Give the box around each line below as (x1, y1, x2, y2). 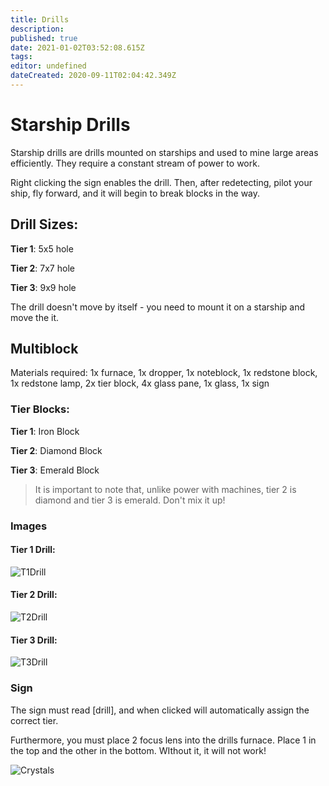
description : (10, 24, 65, 34)
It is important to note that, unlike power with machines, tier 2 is (34, 483, 297, 495)
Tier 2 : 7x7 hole (10, 262, 75, 274)
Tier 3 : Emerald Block (10, 464, 100, 476)
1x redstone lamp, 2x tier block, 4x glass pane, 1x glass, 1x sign (10, 377, 270, 390)
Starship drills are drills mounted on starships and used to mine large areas (10, 146, 319, 158)
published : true (10, 33, 78, 43)
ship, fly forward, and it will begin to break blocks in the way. (10, 187, 261, 199)
